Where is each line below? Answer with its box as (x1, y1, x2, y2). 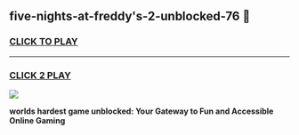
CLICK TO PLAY (9, 36, 78, 48)
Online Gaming (9, 115, 66, 125)
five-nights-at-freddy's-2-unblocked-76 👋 (9, 9, 251, 24)
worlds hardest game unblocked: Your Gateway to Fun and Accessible (9, 106, 274, 116)
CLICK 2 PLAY (9, 68, 71, 81)
